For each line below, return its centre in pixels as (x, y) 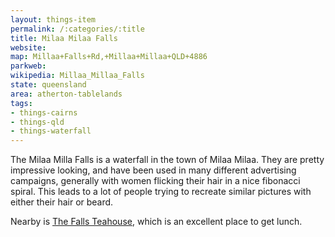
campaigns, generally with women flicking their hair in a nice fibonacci (155, 181)
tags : (21, 103)
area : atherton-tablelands (66, 94)
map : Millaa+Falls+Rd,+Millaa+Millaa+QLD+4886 (109, 57)
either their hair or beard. (62, 202)
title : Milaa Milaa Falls (64, 38)
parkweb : (28, 66)
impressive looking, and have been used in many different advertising (153, 170)
